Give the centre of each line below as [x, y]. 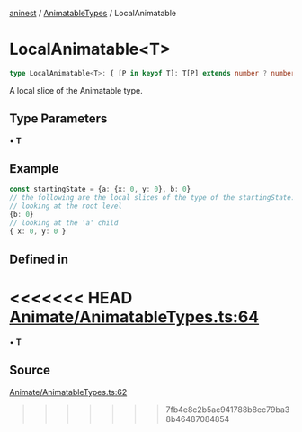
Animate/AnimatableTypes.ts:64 [134, 317]
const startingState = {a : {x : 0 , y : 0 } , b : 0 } [100, 189]
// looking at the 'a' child [64, 223]
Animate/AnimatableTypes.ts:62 [68, 391]
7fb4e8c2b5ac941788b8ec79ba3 [228, 409]
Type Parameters [58, 119]
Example [34, 169]
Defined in [39, 260]
